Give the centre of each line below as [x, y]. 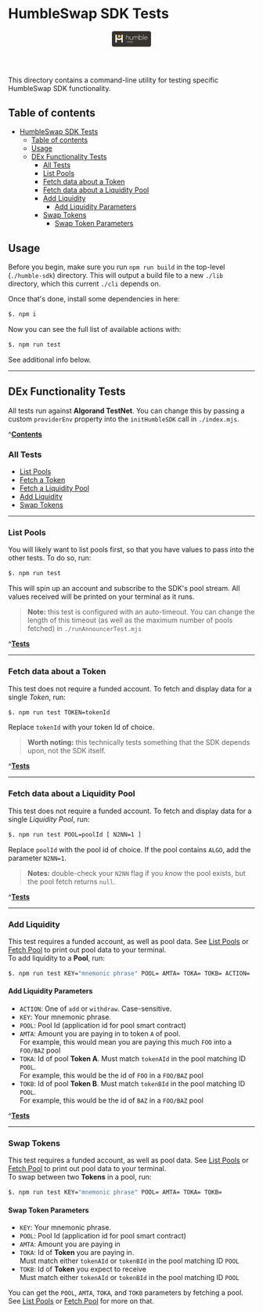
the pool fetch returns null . [71, 881]
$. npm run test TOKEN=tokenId [59, 712]
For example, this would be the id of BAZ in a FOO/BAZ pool [111, 1100]
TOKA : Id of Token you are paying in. [77, 1253]
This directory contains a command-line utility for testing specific [113, 80]
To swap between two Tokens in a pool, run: [80, 1177]
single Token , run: [37, 697]
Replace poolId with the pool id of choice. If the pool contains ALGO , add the [130, 849]
